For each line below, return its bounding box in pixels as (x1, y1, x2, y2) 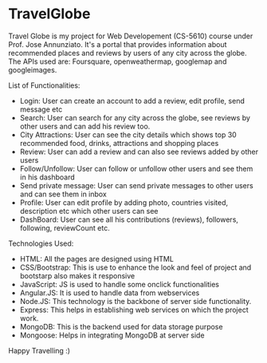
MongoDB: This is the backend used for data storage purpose (19, 322, 223, 331)
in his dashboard (19, 172, 76, 182)
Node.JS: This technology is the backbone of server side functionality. (19, 296, 252, 306)
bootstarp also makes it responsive (19, 270, 135, 280)
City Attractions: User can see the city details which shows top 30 (19, 129, 237, 140)
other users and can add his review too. (19, 121, 151, 131)
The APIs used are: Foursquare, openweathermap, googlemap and (8, 57, 227, 66)
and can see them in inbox (19, 189, 108, 199)
